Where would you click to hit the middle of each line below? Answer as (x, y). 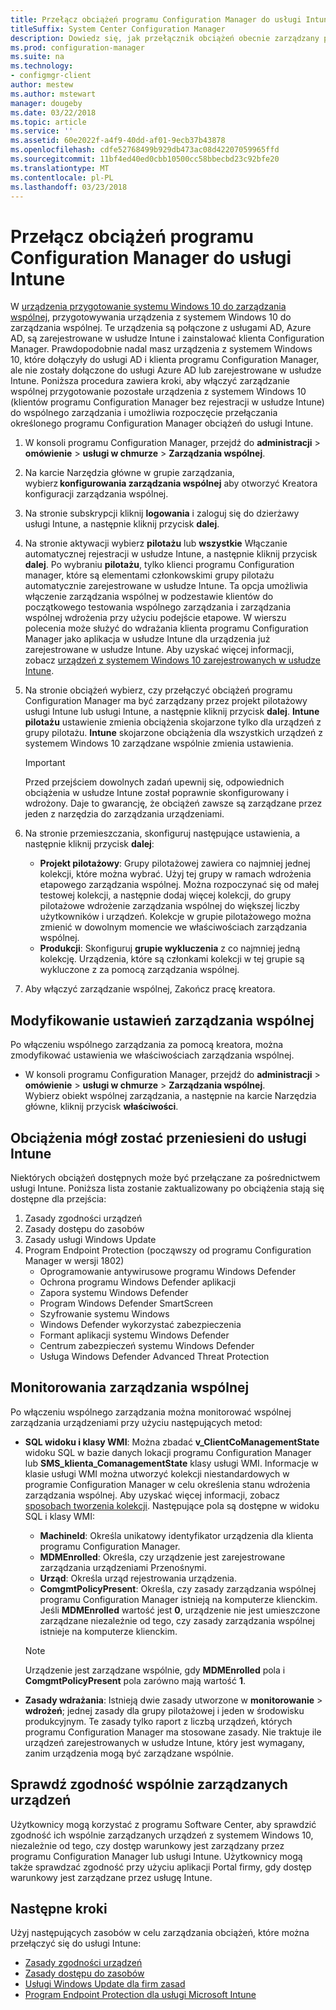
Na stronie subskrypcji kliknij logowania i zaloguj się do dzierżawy (162, 513)
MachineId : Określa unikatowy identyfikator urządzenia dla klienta (176, 1535)
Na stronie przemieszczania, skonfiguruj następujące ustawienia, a (162, 833)
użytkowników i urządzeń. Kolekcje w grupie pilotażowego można (175, 917)
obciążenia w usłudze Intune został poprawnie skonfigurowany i (157, 793)
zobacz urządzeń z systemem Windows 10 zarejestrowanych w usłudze (173, 660)
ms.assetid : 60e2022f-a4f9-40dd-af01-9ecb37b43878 (118, 141)
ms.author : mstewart (53, 94)
